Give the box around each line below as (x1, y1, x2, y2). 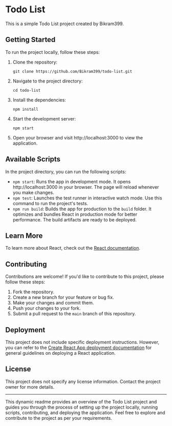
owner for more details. (5, 383, 55, 390)
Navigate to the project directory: (12, 78, 83, 84)
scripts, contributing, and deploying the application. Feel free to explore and (5, 409, 165, 416)
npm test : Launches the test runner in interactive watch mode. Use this (12, 195, 162, 201)
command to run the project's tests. (12, 200, 89, 206)
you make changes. (12, 189, 55, 195)
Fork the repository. (12, 289, 55, 295)
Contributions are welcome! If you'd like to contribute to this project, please (5, 273, 164, 280)
